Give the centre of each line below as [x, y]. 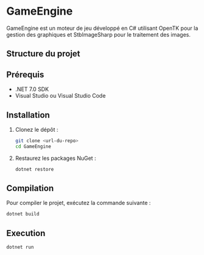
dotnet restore [35, 169]
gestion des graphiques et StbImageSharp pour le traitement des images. [99, 34]
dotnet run [20, 247]
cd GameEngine [33, 146]
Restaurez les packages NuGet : [56, 158]
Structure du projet [43, 54]
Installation [28, 115]
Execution [26, 233]
